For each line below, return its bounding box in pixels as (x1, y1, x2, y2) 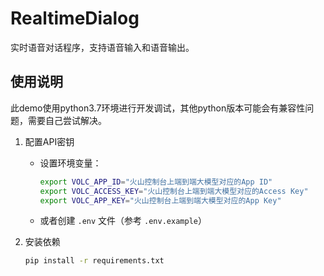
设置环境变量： (39, 157, 102, 169)
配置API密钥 (24, 135, 75, 147)
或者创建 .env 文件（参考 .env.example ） (39, 215, 207, 227)
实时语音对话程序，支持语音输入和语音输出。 (10, 41, 195, 53)
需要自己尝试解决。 (27, 114, 107, 126)
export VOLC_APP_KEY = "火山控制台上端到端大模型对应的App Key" (39, 195, 282, 206)
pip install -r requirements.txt (24, 256, 165, 266)
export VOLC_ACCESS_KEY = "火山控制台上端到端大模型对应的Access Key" (39, 186, 309, 196)
